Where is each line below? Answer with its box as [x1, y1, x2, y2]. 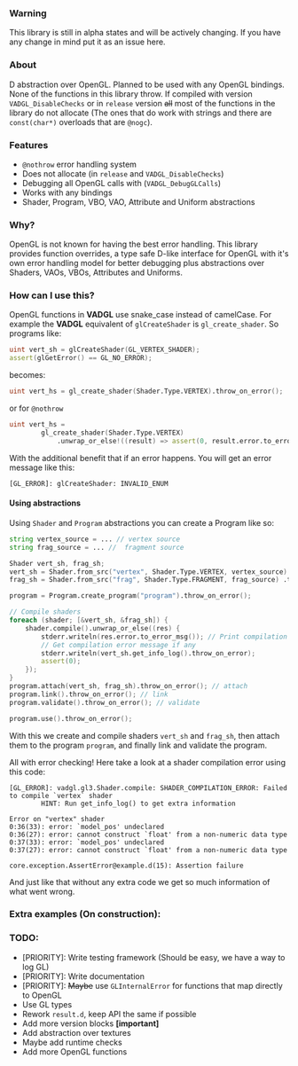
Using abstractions [9, 498, 82, 508]
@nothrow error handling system [21, 159, 137, 169]
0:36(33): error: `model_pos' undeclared [9, 822, 165, 831]
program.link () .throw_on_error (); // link [9, 690, 169, 699]
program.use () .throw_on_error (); [9, 714, 133, 723]
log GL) [21, 961, 50, 972]
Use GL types [21, 999, 73, 1009]
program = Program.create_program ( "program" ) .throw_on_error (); [9, 592, 252, 600]
